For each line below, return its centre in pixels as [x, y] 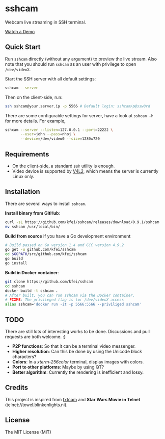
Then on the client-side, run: [34, 97]
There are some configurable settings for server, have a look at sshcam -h [79, 115]
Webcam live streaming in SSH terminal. [46, 22]
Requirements [27, 154]
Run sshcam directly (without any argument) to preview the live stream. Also [81, 59]
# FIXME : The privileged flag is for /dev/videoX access [65, 300]
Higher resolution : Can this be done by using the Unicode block [77, 351]
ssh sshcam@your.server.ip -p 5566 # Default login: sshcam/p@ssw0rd [78, 106]
